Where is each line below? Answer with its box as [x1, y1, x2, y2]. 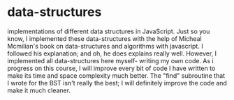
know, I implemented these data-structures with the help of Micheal [7, 34, 202, 42]
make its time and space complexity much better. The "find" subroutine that [7, 71, 226, 80]
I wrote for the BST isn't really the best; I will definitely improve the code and [7, 78, 227, 87]
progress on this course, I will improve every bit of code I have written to [7, 64, 216, 72]
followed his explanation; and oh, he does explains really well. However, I [7, 49, 217, 58]
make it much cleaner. [7, 86, 71, 94]
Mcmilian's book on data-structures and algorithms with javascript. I [7, 42, 204, 50]
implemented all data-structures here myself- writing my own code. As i [7, 56, 214, 65]
